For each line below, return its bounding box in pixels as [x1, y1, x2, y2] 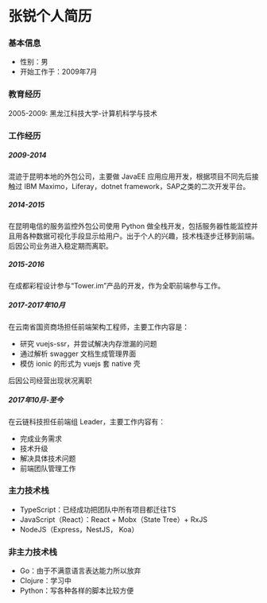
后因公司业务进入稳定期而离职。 [8, 241, 113, 250]
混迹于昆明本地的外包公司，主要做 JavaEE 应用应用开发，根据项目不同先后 [8, 172, 253, 181]
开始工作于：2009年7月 [19, 67, 98, 76]
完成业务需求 [19, 434, 62, 443]
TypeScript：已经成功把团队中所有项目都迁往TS [19, 504, 176, 514]
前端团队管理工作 [19, 463, 76, 473]
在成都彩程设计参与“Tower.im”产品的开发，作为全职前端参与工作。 [8, 280, 225, 290]
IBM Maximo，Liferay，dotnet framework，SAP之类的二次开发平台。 [23, 181, 250, 191]
